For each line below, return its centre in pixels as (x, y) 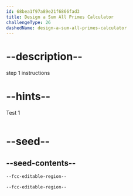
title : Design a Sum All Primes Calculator (60, 17)
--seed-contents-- (41, 163)
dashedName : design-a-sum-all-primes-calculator (66, 28)
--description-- (45, 57)
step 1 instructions (28, 73)
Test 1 (13, 113)
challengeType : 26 (28, 22)
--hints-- (28, 97)
